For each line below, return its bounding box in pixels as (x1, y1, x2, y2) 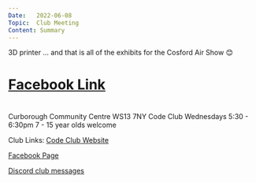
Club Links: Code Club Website (8, 135, 109, 144)
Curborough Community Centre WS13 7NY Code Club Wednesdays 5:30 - (8, 111, 249, 121)
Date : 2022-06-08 (8, 11, 72, 20)
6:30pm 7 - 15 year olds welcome (8, 120, 117, 129)
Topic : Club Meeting (8, 19, 80, 27)
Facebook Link (8, 76, 106, 93)
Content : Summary (8, 26, 65, 34)
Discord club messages (8, 166, 85, 175)
